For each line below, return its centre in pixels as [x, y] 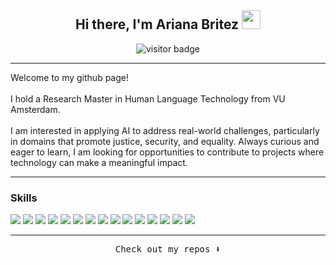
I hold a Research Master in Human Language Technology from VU [148, 98]
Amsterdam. [35, 109]
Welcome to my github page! [69, 77]
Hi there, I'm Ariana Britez [157, 24]
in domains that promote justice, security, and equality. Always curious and [165, 141]
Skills [24, 198]
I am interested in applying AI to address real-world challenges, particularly [165, 130]
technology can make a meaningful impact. [99, 162]
